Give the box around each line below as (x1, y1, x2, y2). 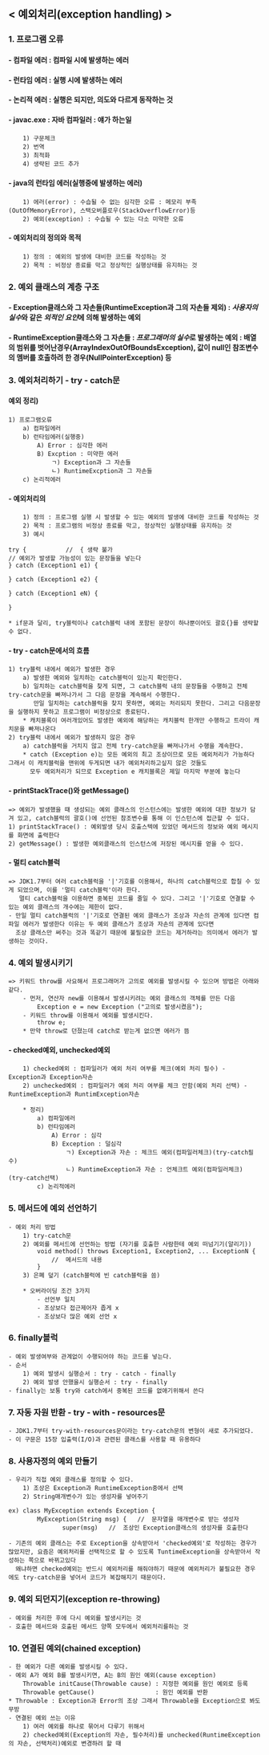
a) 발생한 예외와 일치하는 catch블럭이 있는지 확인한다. (22, 674, 183, 682)
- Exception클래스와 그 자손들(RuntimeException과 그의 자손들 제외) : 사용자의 (8, 303, 259, 312)
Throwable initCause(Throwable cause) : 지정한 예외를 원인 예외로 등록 (22, 1680, 248, 1688)
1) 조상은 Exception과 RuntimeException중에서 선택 (22, 1484, 184, 1492)
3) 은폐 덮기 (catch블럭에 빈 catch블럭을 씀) (22, 1271, 161, 1279)
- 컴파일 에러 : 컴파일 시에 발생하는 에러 (8, 55, 130, 64)
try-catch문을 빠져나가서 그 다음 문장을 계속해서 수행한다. (8, 691, 182, 699)
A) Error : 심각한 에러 (37, 441, 108, 450)
